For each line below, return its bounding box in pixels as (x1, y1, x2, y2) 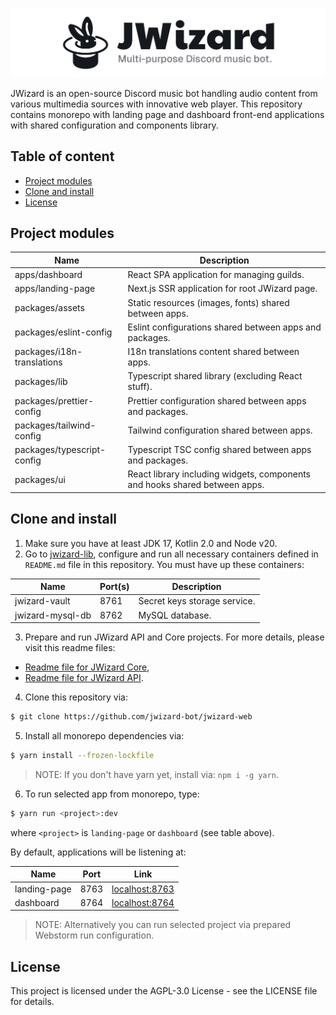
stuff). (127, 381, 153, 393)
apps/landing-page (14, 283, 96, 295)
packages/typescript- (14, 444, 107, 456)
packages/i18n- (14, 346, 83, 358)
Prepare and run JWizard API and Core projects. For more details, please (24, 631, 325, 643)
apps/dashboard (14, 269, 83, 281)
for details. (10, 996, 55, 1008)
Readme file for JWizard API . (24, 672, 144, 684)
